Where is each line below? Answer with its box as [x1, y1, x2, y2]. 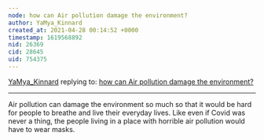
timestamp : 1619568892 [8, 33, 82, 42]
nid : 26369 [8, 41, 44, 49]
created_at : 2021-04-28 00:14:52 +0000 [8, 26, 139, 34]
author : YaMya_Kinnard [8, 19, 82, 27]
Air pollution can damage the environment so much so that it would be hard [8, 99, 252, 109]
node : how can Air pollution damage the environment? [8, 11, 189, 20]
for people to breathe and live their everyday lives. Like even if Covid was [8, 108, 246, 117]
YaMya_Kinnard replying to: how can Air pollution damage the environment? [8, 76, 254, 87]
